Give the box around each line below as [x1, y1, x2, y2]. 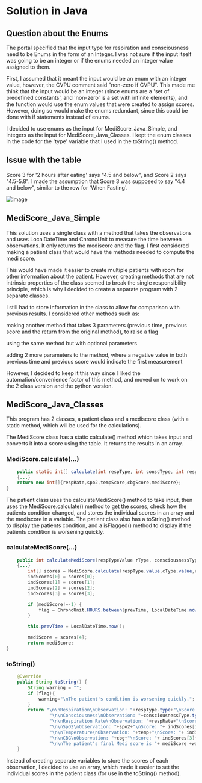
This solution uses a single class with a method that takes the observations [6, 229, 192, 236]
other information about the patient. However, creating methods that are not [6, 273, 194, 280]
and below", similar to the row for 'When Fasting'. [6, 184, 128, 191]
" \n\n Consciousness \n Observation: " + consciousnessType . [49, 713, 192, 719]
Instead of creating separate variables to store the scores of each [6, 757, 168, 764]
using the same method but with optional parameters [6, 339, 137, 347]
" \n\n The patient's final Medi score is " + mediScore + [49, 740, 192, 747]
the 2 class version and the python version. [6, 382, 113, 389]
